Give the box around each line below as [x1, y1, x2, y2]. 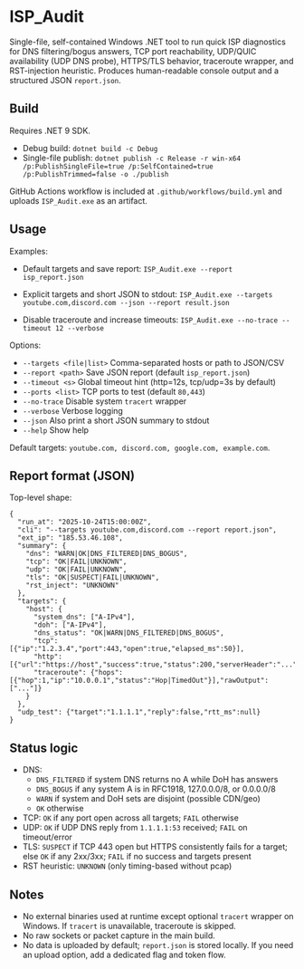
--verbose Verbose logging [22, 405, 124, 416]
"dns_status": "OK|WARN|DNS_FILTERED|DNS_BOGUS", [33, 628, 224, 638]
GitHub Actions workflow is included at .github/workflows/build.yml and [9, 186, 282, 197]
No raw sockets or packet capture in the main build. [22, 930, 215, 941]
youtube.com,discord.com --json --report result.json [22, 298, 230, 307]
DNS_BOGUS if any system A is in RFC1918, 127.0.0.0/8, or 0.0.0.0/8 [35, 783, 276, 794]
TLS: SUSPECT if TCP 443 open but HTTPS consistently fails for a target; [22, 841, 288, 852]
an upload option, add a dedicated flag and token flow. [22, 949, 226, 960]
